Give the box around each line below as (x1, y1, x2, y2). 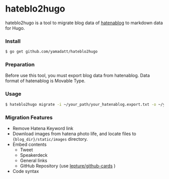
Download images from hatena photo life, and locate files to (12, 131, 137, 137)
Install (5, 37, 21, 44)
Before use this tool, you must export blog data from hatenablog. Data (5, 73, 150, 79)
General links (20, 157, 48, 163)
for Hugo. (5, 25, 25, 31)
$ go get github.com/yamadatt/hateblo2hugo (5, 49, 98, 54)
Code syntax (12, 168, 39, 174)
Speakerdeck (20, 152, 48, 158)
